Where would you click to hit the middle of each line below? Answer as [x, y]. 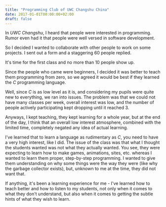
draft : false [19, 19]
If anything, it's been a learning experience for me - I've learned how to [78, 183]
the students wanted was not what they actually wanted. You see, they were [83, 148]
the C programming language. [36, 82]
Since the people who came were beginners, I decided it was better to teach [83, 72]
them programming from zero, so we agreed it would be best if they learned [82, 77]
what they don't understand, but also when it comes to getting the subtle [79, 194]
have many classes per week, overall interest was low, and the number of [80, 103]
